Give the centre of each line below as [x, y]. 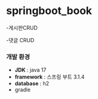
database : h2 [32, 84]
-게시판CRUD [22, 28]
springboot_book [49, 11]
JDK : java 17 [30, 70]
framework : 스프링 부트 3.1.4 [50, 77]
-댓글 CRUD [20, 40]
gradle [22, 90]
